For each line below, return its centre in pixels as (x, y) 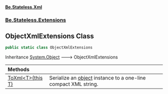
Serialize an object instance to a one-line (97, 78)
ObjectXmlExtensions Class (49, 36)
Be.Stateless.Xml (24, 7)
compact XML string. (74, 84)
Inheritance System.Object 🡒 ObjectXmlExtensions (62, 57)
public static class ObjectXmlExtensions (49, 47)
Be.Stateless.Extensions (36, 20)
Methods (19, 69)
